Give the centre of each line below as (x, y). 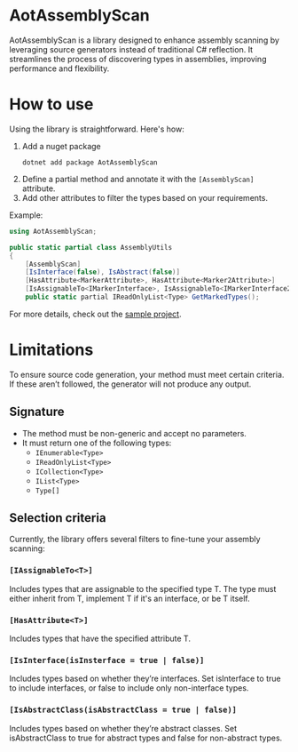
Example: (26, 215)
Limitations (51, 350)
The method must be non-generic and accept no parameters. (134, 433)
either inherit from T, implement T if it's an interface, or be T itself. (129, 598)
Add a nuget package (62, 146)
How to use (51, 104)
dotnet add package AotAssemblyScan (90, 162)
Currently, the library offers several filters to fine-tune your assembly (135, 540)
